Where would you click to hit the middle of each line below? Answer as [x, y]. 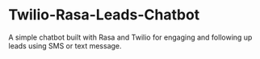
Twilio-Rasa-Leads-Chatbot [104, 15]
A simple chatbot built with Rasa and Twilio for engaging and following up [130, 37]
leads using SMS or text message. [65, 45]
